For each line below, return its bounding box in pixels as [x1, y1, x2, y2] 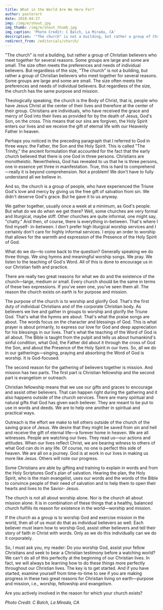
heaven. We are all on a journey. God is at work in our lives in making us [5, 450, 149, 456]
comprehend [129, 164, 155, 169]
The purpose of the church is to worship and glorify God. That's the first [5, 298, 149, 304]
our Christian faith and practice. [5, 264, 69, 270]
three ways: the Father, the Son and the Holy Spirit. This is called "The [5, 143, 146, 148]
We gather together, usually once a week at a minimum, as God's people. [5, 203, 151, 209]
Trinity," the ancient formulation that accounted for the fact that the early [5, 148, 150, 154]
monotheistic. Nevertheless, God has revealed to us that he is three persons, [5, 158, 158, 164]
